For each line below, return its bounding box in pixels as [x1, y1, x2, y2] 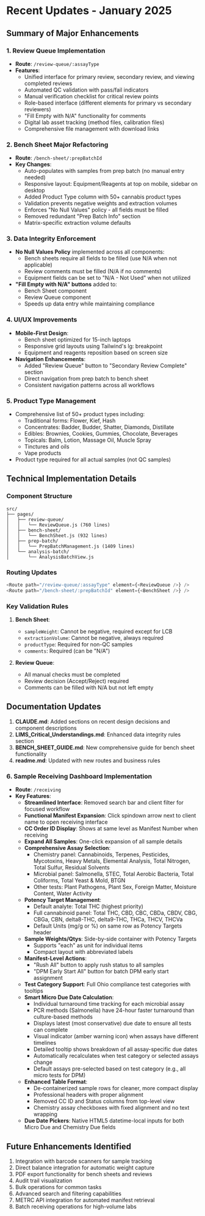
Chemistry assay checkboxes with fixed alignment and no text [33, 1104, 190, 1112]
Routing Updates [6, 568, 57, 576]
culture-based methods [33, 1013, 93, 1020]
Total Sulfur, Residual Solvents [33, 864, 110, 871]
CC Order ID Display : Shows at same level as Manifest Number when [24, 825, 198, 832]
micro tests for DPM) [33, 1072, 86, 1079]
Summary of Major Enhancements [6, 28, 139, 38]
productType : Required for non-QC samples [24, 641, 133, 648]
